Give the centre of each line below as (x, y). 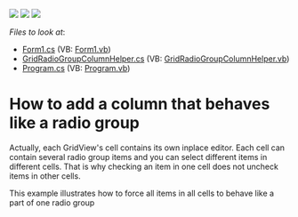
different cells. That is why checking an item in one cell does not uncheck (144, 166)
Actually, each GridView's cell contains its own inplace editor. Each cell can (147, 148)
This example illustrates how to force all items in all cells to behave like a (141, 193)
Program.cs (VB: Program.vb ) (76, 68)
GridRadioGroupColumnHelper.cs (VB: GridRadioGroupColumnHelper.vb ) (156, 59)
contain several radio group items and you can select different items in (138, 157)
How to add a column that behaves (140, 104)
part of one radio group (52, 202)
